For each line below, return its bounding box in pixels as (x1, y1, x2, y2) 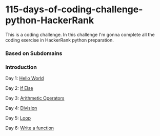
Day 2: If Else (5, 85, 33, 91)
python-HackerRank (5, 14, 94, 26)
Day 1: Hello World (5, 75, 44, 82)
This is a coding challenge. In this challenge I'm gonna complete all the (5, 31, 155, 37)
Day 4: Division (5, 105, 37, 111)
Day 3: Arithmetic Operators (5, 95, 65, 101)
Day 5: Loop (5, 115, 31, 121)
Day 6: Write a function (5, 125, 54, 131)
